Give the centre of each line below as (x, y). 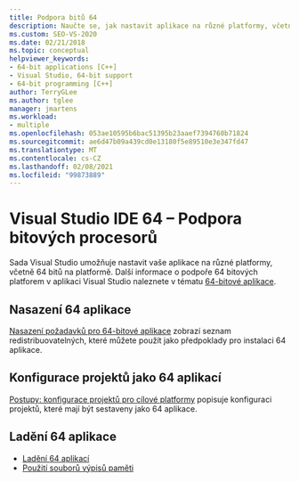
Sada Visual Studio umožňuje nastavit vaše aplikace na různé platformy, (141, 263)
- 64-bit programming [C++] (61, 84)
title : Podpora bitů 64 (53, 17)
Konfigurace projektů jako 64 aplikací (115, 378)
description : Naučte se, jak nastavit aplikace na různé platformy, (139, 26)
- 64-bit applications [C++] (63, 68)
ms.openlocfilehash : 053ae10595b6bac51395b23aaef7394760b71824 (129, 134)
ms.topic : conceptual (49, 51)
